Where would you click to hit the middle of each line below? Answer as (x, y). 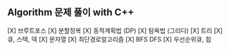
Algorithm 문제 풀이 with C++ (71, 12)
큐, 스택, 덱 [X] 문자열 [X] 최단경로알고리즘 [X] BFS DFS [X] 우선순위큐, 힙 (109, 39)
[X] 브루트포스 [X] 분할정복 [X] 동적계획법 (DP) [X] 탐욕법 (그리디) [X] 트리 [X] (115, 31)
